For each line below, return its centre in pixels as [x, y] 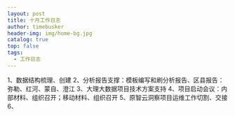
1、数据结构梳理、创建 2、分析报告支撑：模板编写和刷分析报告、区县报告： [116, 80]
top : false [23, 46]
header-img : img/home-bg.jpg [50, 33]
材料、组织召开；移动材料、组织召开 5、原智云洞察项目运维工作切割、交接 [120, 97]
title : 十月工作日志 [34, 20]
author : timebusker [36, 27]
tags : [15, 53]
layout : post [26, 14]
